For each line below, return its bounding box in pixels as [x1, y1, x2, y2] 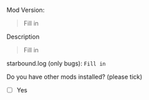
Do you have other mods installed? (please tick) [6, 72, 143, 81]
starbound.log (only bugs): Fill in [6, 59, 106, 68]
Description [6, 32, 40, 41]
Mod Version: [6, 6, 45, 14]
